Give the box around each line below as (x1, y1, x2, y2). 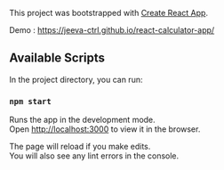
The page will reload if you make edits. (9, 142, 151, 152)
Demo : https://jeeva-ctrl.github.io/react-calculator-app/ (9, 25, 215, 35)
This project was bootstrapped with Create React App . (9, 8, 209, 18)
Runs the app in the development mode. (9, 115, 156, 125)
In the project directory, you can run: (9, 74, 143, 85)
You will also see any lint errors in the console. (9, 150, 180, 161)
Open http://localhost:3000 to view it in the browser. (9, 124, 201, 134)
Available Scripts (9, 51, 105, 66)
